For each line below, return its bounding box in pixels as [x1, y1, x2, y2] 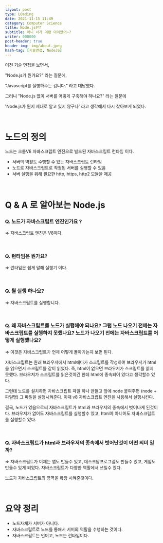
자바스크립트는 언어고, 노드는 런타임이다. [12, 533, 89, 539]
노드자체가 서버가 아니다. [12, 521, 59, 526]
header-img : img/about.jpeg [5, 43, 62, 48]
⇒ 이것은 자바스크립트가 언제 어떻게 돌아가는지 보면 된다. [5, 349, 113, 355]
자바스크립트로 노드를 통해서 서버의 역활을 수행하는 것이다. [12, 526, 123, 532]
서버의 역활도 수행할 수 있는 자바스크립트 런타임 [12, 159, 102, 165]
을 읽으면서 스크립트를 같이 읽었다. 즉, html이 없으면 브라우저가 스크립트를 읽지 [5, 365, 154, 371]
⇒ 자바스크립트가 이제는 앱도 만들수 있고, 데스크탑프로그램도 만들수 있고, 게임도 [5, 459, 156, 465]
